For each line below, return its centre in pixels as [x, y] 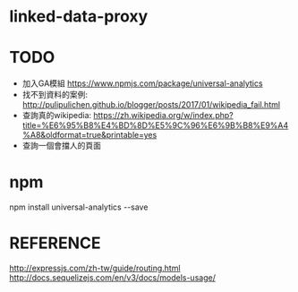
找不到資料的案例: [55, 95]
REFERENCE [55, 243]
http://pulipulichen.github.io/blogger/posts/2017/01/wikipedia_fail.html [151, 105]
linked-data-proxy [79, 17]
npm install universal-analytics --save [79, 207]
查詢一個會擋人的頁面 [61, 146]
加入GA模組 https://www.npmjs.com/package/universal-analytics [142, 83]
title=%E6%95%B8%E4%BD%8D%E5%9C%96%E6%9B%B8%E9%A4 [155, 125]
